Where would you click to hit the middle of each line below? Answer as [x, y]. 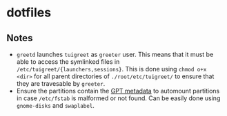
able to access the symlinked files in [68, 62]
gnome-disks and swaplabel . [55, 105]
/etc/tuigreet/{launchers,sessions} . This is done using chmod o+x [111, 69]
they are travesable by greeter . [61, 83]
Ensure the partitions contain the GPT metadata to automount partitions [118, 91]
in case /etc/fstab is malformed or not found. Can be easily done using [118, 98]
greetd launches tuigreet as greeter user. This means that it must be [115, 54]
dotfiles [29, 13]
